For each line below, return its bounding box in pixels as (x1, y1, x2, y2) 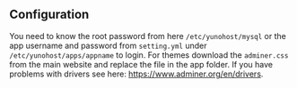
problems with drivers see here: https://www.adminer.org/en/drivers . (9, 68, 264, 79)
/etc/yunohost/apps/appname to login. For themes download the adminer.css (9, 49, 289, 60)
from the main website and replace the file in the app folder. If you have (9, 59, 274, 69)
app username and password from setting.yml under (9, 40, 207, 51)
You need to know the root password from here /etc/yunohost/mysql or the (9, 30, 287, 41)
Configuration (9, 7, 90, 22)
